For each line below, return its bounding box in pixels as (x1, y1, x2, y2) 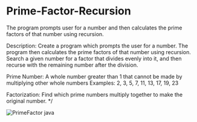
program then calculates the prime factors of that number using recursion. (6, 48, 192, 55)
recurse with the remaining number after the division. (6, 61, 138, 69)
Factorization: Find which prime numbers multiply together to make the (6, 91, 183, 98)
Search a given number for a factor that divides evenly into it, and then (6, 55, 182, 62)
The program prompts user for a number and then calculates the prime (6, 24, 182, 31)
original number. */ (6, 97, 53, 105)
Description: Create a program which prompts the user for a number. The (6, 42, 189, 49)
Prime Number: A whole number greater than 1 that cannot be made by (6, 73, 182, 80)
